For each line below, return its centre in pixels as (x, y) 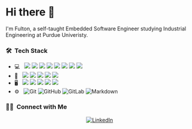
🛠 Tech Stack (27, 51)
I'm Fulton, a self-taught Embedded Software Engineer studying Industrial (96, 29)
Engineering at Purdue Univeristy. (47, 34)
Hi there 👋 (30, 12)
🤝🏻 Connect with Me (36, 107)
